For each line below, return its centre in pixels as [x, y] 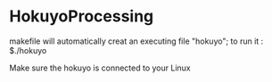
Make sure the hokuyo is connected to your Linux [100, 68]
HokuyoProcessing [82, 16]
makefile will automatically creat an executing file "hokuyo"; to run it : [136, 41]
